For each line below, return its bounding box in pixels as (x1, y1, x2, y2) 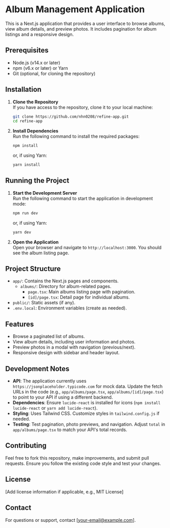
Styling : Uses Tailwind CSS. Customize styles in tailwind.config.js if (12, 410, 160, 416)
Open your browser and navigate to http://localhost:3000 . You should (12, 244, 162, 250)
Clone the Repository (12, 98, 58, 105)
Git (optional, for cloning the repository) (12, 70, 95, 76)
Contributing (5, 441, 47, 450)
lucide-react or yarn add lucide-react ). (12, 405, 98, 411)
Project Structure (5, 265, 61, 273)
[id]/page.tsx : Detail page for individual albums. (27, 294, 130, 300)
